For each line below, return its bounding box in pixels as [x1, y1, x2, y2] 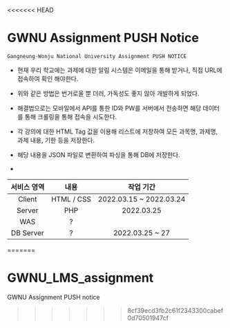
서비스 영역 [10, 182, 45, 192]
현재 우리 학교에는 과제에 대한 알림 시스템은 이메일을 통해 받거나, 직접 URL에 [17, 66, 222, 74]
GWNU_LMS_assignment [7, 270, 154, 286]
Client [18, 194, 37, 203]
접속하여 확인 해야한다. [17, 74, 79, 82]
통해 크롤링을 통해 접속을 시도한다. [24, 112, 117, 120]
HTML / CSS [50, 194, 92, 203]
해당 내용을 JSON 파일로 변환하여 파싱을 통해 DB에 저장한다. [17, 150, 181, 158]
